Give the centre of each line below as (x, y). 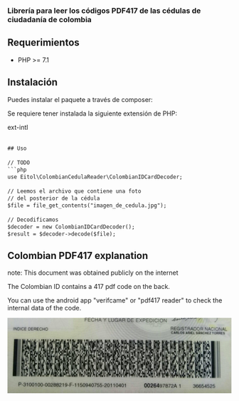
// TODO (19, 163)
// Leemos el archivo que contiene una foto (74, 191)
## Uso (17, 148)
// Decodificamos (33, 220)
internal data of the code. (44, 308)
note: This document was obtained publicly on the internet (93, 273)
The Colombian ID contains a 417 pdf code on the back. (89, 287)
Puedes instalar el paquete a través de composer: (80, 99)
